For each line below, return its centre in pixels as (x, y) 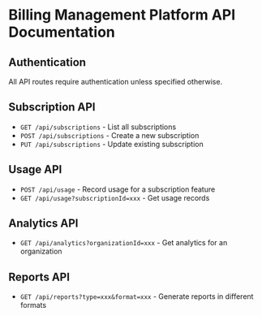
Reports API (39, 277)
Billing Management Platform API (122, 15)
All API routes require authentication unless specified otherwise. (116, 82)
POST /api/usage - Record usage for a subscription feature (118, 189)
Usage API (35, 169)
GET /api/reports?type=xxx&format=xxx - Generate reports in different (137, 297)
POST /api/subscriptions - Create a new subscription (110, 135)
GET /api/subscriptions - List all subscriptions (98, 127)
